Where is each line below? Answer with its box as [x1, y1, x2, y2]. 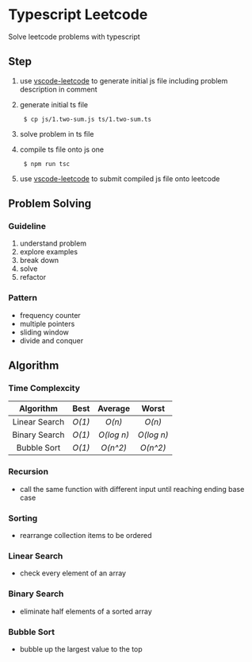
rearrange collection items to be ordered [19, 531, 152, 540]
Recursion [8, 466, 49, 478]
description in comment [19, 84, 97, 94]
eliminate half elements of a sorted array [19, 606, 152, 616]
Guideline [8, 221, 46, 232]
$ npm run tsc [23, 160, 71, 168]
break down [19, 256, 59, 265]
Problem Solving [8, 197, 92, 211]
